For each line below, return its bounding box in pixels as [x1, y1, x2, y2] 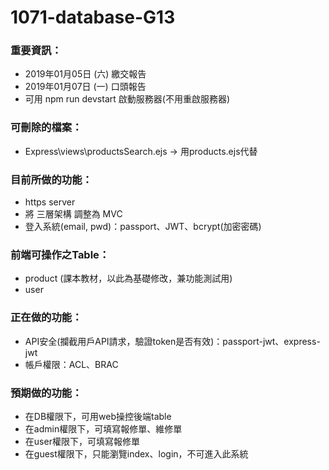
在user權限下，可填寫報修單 [24, 435, 140, 447]
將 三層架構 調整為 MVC [24, 208, 123, 220]
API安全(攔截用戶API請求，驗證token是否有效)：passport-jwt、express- [24, 335, 321, 347]
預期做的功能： [10, 386, 83, 400]
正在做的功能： [10, 311, 83, 325]
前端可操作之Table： [10, 248, 110, 261]
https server [24, 196, 76, 208]
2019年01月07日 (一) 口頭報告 [24, 81, 147, 93]
